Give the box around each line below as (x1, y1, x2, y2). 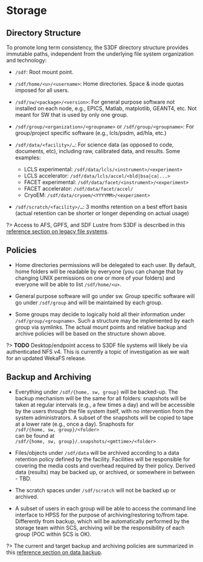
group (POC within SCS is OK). (14, 531, 92, 538)
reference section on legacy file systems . (6, 228, 109, 235)
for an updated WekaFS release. (6, 354, 86, 362)
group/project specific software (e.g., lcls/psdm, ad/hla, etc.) (14, 130, 167, 136)
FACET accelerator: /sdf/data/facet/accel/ (24, 185, 134, 192)
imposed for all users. (14, 87, 69, 94)
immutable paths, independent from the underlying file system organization (6, 50, 194, 58)
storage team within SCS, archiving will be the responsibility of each (14, 524, 185, 531)
